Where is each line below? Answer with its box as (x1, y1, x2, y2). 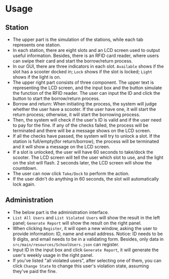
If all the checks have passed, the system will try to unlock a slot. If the (12, 133, 160, 139)
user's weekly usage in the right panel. (12, 252, 94, 258)
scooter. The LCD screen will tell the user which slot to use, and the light (12, 154, 163, 160)
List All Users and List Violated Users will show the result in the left (12, 214, 160, 220)
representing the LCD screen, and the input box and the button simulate (12, 85, 162, 91)
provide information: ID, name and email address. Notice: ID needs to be (12, 231, 163, 237)
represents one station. (12, 42, 61, 48)
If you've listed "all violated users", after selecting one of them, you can (12, 257, 162, 263)
